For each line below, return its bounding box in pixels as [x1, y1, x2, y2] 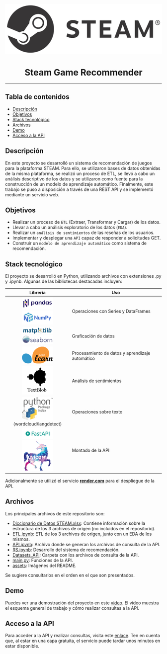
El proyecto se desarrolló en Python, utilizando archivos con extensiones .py [5, 273, 162, 279]
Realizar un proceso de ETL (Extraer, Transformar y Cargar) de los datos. [12, 219, 161, 225]
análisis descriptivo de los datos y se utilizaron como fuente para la [5, 175, 143, 182]
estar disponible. [5, 643, 40, 649]
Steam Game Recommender [24, 67, 143, 78]
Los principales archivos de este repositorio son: [5, 510, 105, 516]
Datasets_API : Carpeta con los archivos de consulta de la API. [12, 552, 139, 558]
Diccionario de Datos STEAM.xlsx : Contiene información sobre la [12, 520, 146, 526]
